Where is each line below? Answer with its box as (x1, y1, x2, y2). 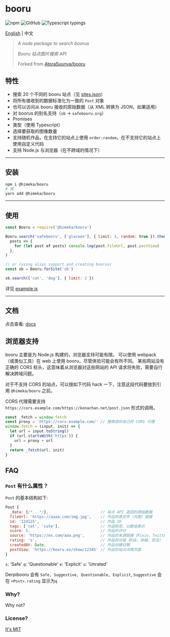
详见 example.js (5, 285, 38, 291)
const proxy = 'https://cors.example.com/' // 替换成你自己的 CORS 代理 (5, 419, 155, 425)
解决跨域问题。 (5, 370, 36, 377)
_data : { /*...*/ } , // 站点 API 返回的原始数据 (10, 509, 153, 515)
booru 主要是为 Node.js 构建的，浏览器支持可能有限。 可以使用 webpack (5, 351, 157, 357)
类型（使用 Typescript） (12, 122, 63, 128)
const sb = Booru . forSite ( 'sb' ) (5, 266, 73, 272)
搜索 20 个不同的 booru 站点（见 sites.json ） (12, 91, 106, 97)
